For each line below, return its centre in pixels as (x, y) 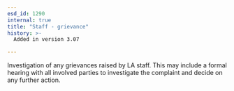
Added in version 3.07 (46, 40)
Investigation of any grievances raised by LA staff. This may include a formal (117, 65)
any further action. (34, 80)
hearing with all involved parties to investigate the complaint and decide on (115, 73)
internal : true (29, 20)
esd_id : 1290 (26, 14)
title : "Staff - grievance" (48, 26)
